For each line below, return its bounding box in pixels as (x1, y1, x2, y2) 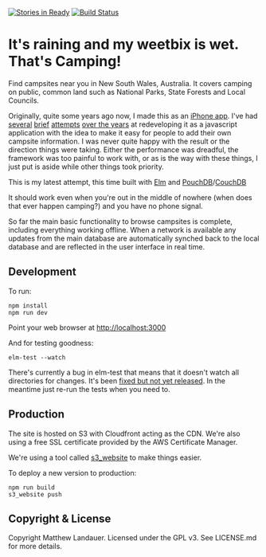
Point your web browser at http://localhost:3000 (8, 323, 166, 332)
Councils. (8, 96, 40, 105)
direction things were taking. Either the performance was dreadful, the (8, 144, 239, 155)
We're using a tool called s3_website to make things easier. (8, 453, 202, 462)
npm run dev (8, 308, 48, 316)
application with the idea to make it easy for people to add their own (8, 127, 232, 137)
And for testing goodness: (8, 338, 94, 347)
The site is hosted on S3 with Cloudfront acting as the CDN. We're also (8, 429, 241, 438)
